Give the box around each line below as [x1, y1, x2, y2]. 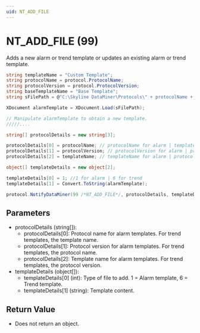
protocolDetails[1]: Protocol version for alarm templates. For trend [23, 242, 185, 250]
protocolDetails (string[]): [14, 224, 77, 231]
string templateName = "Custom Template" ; [6, 72, 113, 78]
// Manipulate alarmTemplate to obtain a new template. [6, 116, 148, 122]
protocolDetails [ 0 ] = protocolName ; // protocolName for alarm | [6, 142, 171, 149]
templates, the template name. [23, 236, 99, 244]
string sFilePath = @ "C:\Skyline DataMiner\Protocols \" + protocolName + [6, 94, 193, 100]
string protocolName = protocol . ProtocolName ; [6, 77, 124, 83]
